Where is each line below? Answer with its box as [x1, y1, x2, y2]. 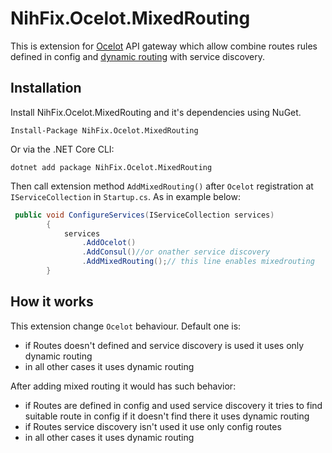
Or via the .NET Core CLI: [10, 143, 115, 155]
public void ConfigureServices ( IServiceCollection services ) [14, 210, 275, 220]
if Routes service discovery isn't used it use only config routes [24, 420, 282, 432]
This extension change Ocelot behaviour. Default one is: [10, 320, 242, 332]
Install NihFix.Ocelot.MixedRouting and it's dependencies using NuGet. [10, 106, 302, 118]
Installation [10, 80, 82, 97]
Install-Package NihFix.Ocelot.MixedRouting [10, 125, 199, 136]
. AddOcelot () [81, 238, 137, 248]
